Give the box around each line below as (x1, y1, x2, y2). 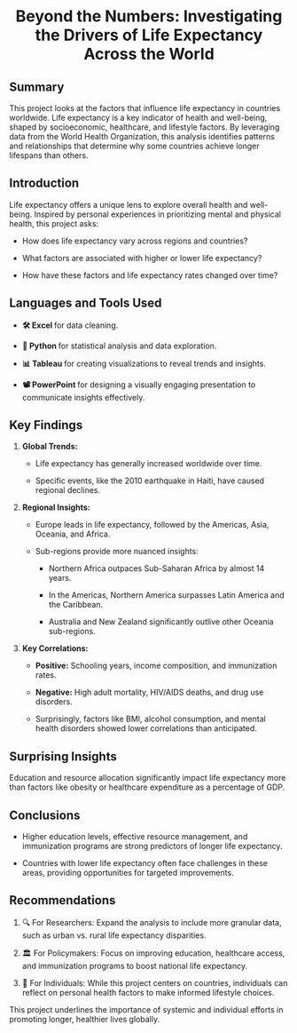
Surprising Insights (9, 749, 117, 764)
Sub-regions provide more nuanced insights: (35, 546, 199, 557)
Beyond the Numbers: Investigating (15, 6, 283, 27)
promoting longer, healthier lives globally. (9, 1013, 160, 1024)
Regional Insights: (21, 502, 90, 513)
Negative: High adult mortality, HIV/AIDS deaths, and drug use (35, 687, 264, 698)
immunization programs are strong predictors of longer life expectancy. (21, 841, 283, 852)
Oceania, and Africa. (35, 528, 111, 539)
